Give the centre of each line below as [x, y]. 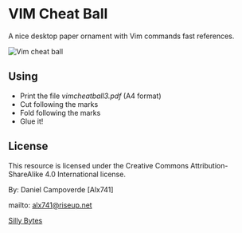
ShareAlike [26, 174]
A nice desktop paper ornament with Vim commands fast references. [121, 36]
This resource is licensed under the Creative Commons [99, 165]
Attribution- [209, 165]
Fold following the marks [60, 113]
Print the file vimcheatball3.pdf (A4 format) [90, 96]
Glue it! [31, 121]
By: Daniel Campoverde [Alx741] [61, 189]
